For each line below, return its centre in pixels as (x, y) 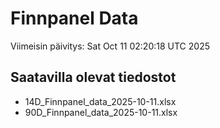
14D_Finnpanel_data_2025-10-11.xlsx (100, 101)
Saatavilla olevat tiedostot (93, 77)
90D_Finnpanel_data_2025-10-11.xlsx (101, 112)
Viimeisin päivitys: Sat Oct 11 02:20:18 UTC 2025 (110, 46)
